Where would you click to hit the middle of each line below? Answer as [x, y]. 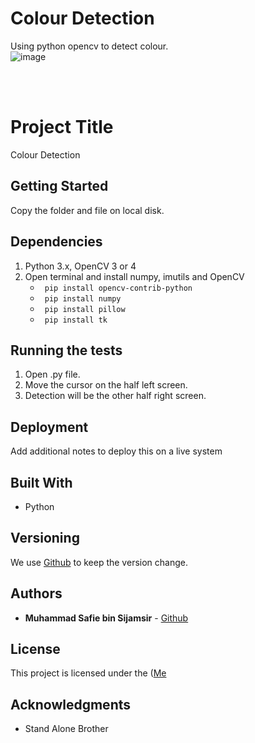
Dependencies [56, 242]
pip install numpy [83, 298]
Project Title [62, 127]
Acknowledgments [71, 704]
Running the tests [66, 350]
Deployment [49, 427]
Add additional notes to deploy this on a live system [116, 451]
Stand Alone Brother [66, 729]
